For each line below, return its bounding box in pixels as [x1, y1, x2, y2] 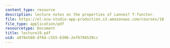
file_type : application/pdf [5, 21, 65, 26]
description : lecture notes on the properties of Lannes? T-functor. [5, 12, 155, 17]
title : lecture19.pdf [5, 30, 51, 35]
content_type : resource [5, 7, 56, 12]
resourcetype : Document [5, 26, 56, 31]
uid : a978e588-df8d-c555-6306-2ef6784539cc [5, 35, 99, 40]
